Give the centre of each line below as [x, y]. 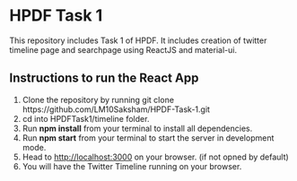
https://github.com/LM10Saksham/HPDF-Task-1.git [116, 109]
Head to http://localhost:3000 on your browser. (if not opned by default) [155, 157]
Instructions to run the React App [104, 78]
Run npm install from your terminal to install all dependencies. [137, 128]
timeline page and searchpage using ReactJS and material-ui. [123, 49]
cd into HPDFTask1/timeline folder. [86, 118]
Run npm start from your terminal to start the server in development [148, 138]
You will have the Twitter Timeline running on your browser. [132, 166]
